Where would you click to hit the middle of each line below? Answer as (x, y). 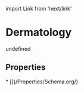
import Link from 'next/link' (39, 9)
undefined (18, 48)
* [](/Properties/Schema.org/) (42, 82)
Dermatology (39, 32)
